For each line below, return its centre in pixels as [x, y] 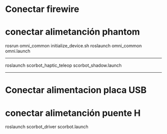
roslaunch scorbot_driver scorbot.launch [47, 127]
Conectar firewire [42, 9]
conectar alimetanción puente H [73, 113]
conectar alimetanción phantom [73, 32]
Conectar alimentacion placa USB [76, 90]
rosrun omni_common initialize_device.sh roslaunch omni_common [74, 46]
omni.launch [18, 51]
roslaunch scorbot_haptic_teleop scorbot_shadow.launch [63, 65]
